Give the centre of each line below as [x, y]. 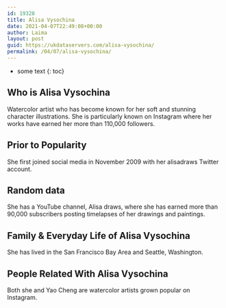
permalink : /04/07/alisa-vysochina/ [59, 52]
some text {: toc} [41, 71]
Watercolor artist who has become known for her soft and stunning [102, 109]
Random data [36, 190]
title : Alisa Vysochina [41, 20]
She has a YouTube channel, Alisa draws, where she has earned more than [112, 207]
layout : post [26, 39]
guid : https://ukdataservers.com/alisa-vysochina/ [81, 45]
